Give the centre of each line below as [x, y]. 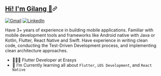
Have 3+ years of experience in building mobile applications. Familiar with [79, 30]
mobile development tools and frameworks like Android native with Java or [80, 35]
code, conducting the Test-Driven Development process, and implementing [81, 45]
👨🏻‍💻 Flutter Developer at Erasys [44, 60]
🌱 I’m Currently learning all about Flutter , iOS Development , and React [82, 65]
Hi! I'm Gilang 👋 [29, 9]
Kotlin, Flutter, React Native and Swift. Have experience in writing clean [76, 40]
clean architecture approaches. [37, 50]
